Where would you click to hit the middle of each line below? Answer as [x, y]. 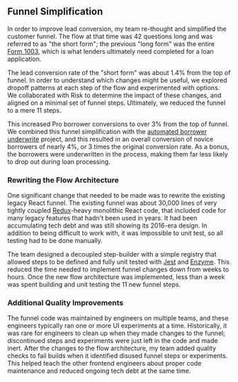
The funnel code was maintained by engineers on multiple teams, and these [118, 318]
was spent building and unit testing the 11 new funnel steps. [94, 285]
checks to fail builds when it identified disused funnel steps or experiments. [118, 356]
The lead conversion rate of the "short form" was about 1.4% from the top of [119, 72]
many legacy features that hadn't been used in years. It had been [102, 218]
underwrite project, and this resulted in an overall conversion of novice [110, 139]
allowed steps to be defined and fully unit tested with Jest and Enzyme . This [119, 262]
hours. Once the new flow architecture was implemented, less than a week [116, 277]
